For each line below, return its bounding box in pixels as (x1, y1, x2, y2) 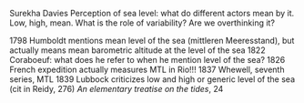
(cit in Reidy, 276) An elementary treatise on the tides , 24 (9, 84, 224, 94)
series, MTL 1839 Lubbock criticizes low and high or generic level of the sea (9, 74, 296, 85)
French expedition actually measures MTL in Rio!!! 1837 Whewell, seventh (9, 64, 285, 75)
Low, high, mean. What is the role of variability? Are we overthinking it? (9, 17, 276, 28)
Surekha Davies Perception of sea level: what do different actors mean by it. (9, 8, 295, 18)
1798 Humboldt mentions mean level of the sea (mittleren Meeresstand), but (9, 36, 295, 46)
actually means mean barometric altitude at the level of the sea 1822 (9, 45, 266, 56)
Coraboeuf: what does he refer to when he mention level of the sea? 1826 (9, 55, 286, 65)
